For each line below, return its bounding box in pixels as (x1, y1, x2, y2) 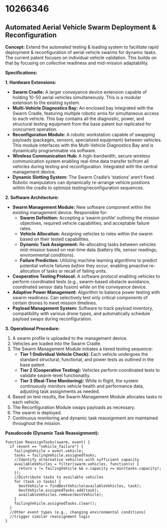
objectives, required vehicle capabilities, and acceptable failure (19, 220, 150, 226)
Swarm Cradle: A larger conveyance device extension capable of (12, 89, 147, 95)
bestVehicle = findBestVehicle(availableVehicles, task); (18, 483, 142, 488)
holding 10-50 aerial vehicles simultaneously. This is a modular (12, 95, 142, 100)
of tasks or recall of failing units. (41, 268, 107, 274)
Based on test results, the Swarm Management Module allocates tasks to (12, 394, 163, 399)
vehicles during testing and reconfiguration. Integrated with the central (12, 164, 158, 169)
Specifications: (5, 70, 38, 76)
